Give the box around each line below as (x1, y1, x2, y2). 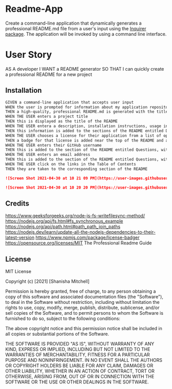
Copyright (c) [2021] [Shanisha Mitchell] (5, 278, 90, 284)
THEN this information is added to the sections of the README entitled (5, 128, 164, 133)
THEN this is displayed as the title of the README (5, 119, 118, 124)
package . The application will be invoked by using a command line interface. (5, 31, 167, 37)
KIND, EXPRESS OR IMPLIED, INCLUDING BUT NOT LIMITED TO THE (5, 346, 150, 353)
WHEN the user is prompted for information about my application (5, 105, 147, 110)
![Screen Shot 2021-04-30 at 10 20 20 (5, 185, 88, 190)
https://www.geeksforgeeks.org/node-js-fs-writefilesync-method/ (5, 213, 145, 219)
